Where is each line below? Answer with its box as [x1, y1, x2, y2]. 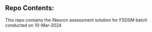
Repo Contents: [5, 4, 54, 12]
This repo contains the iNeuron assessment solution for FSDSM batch [5, 17, 148, 23]
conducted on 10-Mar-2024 [5, 22, 62, 28]
